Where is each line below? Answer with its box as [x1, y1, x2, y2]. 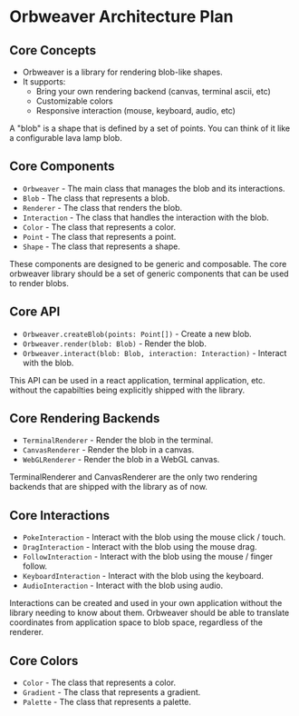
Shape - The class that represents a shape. [22, 241, 181, 252]
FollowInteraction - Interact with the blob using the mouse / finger [22, 552, 274, 562]
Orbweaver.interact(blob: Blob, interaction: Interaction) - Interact [22, 347, 287, 358]
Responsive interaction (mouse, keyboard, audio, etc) [35, 105, 236, 115]
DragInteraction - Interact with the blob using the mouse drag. [22, 542, 257, 552]
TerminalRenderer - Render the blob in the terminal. [22, 434, 214, 446]
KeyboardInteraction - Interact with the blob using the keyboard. [22, 571, 265, 582]
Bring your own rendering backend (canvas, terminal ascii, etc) [35, 86, 272, 96]
